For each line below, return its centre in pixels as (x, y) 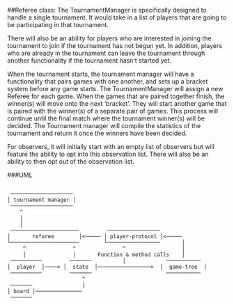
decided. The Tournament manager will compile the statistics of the (104, 126)
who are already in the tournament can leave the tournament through (106, 53)
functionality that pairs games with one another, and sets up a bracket (108, 81)
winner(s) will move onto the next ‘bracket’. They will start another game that (117, 103)
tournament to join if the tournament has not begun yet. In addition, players (115, 46)
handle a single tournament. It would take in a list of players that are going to (117, 17)
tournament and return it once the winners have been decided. (97, 133)
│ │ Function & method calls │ (104, 255)
